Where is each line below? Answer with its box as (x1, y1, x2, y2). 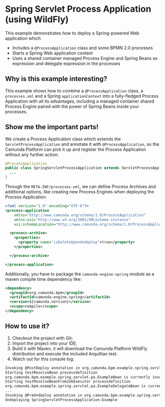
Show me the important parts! (5, 123, 99, 131)
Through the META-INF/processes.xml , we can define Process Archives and (5, 184, 156, 190)
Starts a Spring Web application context (12, 50, 93, 56)
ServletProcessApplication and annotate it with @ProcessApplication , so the (5, 141, 160, 147)
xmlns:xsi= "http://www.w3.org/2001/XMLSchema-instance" (14, 217, 131, 222)
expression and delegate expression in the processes (12, 60, 120, 66)
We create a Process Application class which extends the (5, 136, 121, 142)
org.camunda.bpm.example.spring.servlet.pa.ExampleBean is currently (5, 375, 151, 380)
